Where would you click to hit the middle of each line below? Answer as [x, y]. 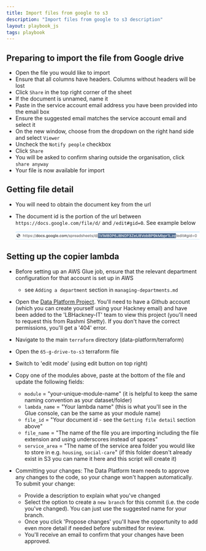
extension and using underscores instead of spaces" [91, 439]
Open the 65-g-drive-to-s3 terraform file [67, 351]
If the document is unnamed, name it [62, 99]
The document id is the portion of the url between [78, 216]
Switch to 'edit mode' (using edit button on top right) [82, 363]
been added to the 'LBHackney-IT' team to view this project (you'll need [106, 314]
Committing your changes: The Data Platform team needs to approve [102, 470]
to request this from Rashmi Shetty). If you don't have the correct [97, 321]
